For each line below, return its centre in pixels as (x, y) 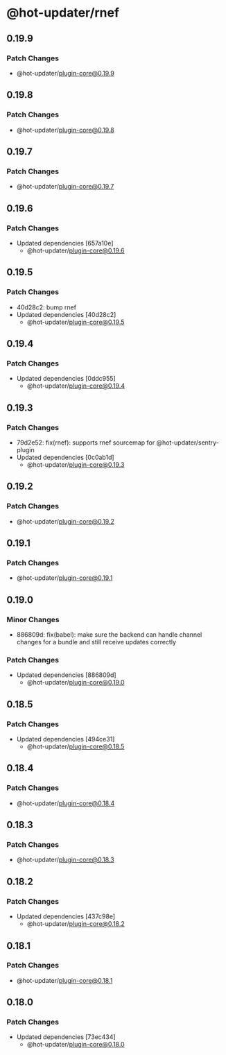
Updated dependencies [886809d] (66, 675)
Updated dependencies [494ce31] (66, 739)
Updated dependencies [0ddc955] (66, 379)
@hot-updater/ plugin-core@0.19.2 (66, 521)
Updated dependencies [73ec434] (66, 1037)
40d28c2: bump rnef (46, 307)
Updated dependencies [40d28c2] (66, 314)
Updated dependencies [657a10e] (65, 243)
